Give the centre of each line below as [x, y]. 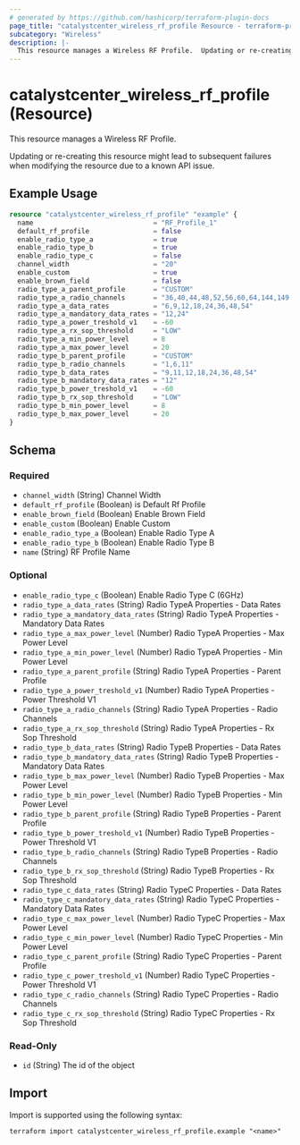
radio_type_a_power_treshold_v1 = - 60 [96, 323]
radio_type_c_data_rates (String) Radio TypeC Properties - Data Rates [152, 889]
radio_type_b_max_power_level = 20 [93, 414]
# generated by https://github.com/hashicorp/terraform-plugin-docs [139, 17]
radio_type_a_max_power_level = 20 [93, 347]
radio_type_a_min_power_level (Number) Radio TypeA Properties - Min [152, 652]
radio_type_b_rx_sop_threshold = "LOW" [99, 398]
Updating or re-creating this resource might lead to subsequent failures [141, 157]
